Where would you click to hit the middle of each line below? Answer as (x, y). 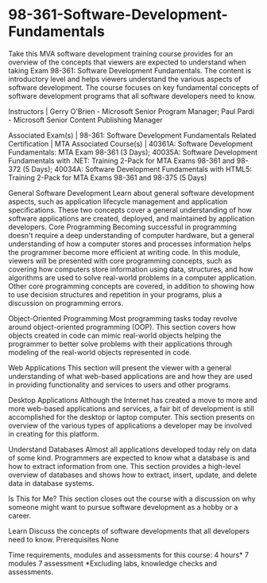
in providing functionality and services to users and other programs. (120, 385)
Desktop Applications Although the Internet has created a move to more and (133, 400)
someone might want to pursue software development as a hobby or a (123, 507)
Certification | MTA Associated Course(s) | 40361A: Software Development (130, 143)
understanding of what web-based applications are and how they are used (130, 376)
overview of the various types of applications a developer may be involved (130, 425)
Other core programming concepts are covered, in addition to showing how (132, 286)
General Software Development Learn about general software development (131, 193)
